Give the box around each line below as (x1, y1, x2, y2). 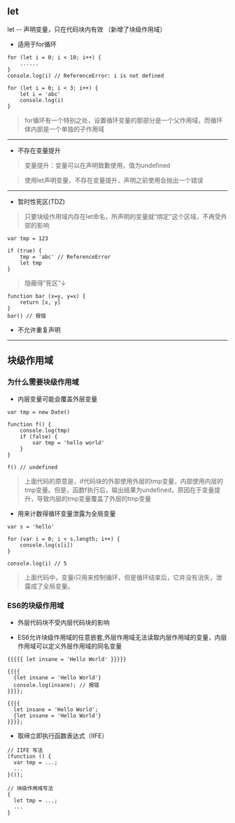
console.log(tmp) (20, 427, 71, 434)
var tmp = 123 (7, 234, 49, 242)
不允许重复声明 (17, 325, 61, 334)
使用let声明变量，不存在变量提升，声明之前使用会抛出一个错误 (24, 176, 204, 184)
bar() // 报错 (7, 312, 47, 319)
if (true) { (7, 247, 42, 254)
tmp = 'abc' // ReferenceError (20, 253, 111, 260)
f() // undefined (7, 463, 58, 471)
